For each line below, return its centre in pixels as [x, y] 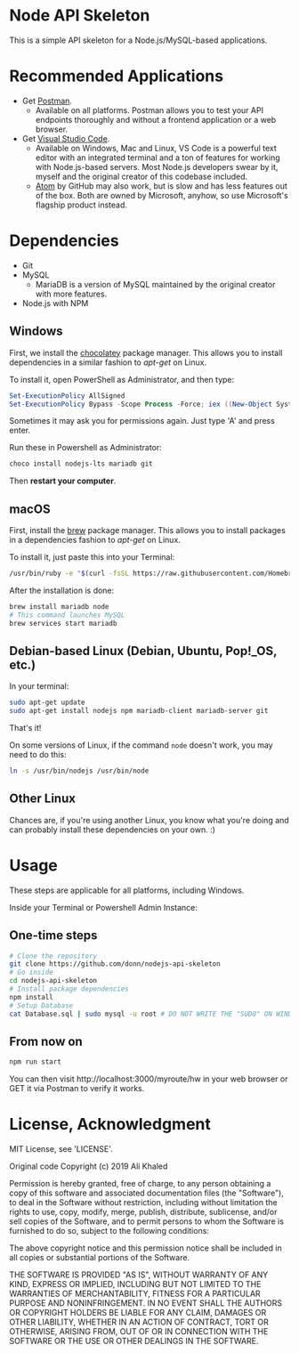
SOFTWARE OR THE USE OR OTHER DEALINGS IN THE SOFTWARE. [134, 1341]
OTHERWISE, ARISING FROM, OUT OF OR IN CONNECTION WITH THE [139, 1332]
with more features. [71, 294]
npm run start [36, 1062]
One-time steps [53, 936]
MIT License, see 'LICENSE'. [61, 1149]
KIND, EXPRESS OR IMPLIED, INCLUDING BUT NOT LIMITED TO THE [135, 1284]
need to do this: [38, 755]
